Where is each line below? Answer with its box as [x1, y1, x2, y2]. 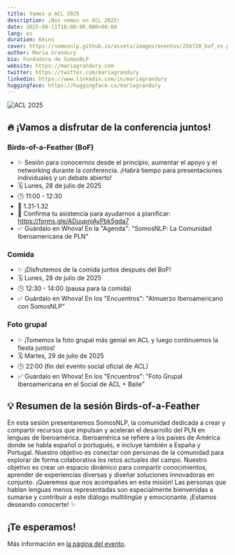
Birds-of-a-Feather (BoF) [7, 142, 94, 152]
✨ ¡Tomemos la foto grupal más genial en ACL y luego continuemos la [17, 335, 219, 344]
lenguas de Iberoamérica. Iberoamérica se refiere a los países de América [7, 433, 220, 442]
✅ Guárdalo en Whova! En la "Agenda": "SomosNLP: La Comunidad [17, 224, 212, 232]
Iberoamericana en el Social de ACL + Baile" [17, 379, 145, 388]
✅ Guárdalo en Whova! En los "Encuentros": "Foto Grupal [17, 372, 183, 380]
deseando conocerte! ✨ [7, 500, 76, 509]
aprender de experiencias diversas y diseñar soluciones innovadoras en [7, 470, 215, 479]
